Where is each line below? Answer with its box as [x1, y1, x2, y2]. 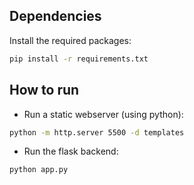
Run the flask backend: [23, 145, 119, 158]
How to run [9, 82, 80, 99]
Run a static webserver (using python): [23, 108, 184, 120]
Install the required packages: [9, 34, 132, 46]
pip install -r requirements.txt [9, 54, 149, 64]
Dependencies [9, 8, 102, 25]
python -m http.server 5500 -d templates [9, 127, 185, 138]
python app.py [9, 165, 69, 175]
